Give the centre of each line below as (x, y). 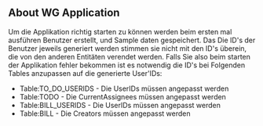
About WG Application (64, 13)
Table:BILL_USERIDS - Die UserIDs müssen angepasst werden (120, 105)
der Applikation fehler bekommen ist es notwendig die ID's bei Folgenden (127, 65)
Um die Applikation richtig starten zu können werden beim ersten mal (120, 31)
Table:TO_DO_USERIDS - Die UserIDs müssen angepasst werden (124, 88)
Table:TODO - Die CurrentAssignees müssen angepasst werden (122, 96)
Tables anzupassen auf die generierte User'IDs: (85, 73)
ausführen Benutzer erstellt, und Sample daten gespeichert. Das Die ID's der (132, 40)
